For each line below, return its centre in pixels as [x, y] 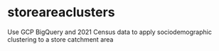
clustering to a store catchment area [60, 39]
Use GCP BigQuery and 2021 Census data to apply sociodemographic [109, 32]
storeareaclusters [61, 12]
